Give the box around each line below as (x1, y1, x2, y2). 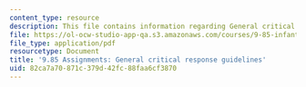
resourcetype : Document (9, 47, 100, 56)
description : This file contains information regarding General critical (9, 22, 296, 31)
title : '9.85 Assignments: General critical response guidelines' (9, 55, 267, 64)
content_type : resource (9, 13, 100, 23)
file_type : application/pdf (9, 38, 117, 48)
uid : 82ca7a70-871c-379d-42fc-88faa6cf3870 (9, 64, 178, 73)
